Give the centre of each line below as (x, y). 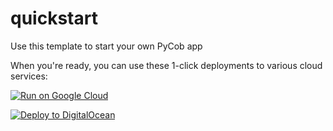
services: (29, 76)
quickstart (54, 18)
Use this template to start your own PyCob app (106, 46)
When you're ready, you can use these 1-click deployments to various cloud (166, 65)
